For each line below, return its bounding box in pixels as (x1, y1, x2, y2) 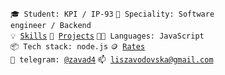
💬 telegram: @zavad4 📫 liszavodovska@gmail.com (10, 55, 214, 65)
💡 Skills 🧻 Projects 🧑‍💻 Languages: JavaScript (10, 31, 205, 41)
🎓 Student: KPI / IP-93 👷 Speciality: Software (10, 9, 215, 19)
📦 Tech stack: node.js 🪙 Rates (10, 42, 146, 52)
